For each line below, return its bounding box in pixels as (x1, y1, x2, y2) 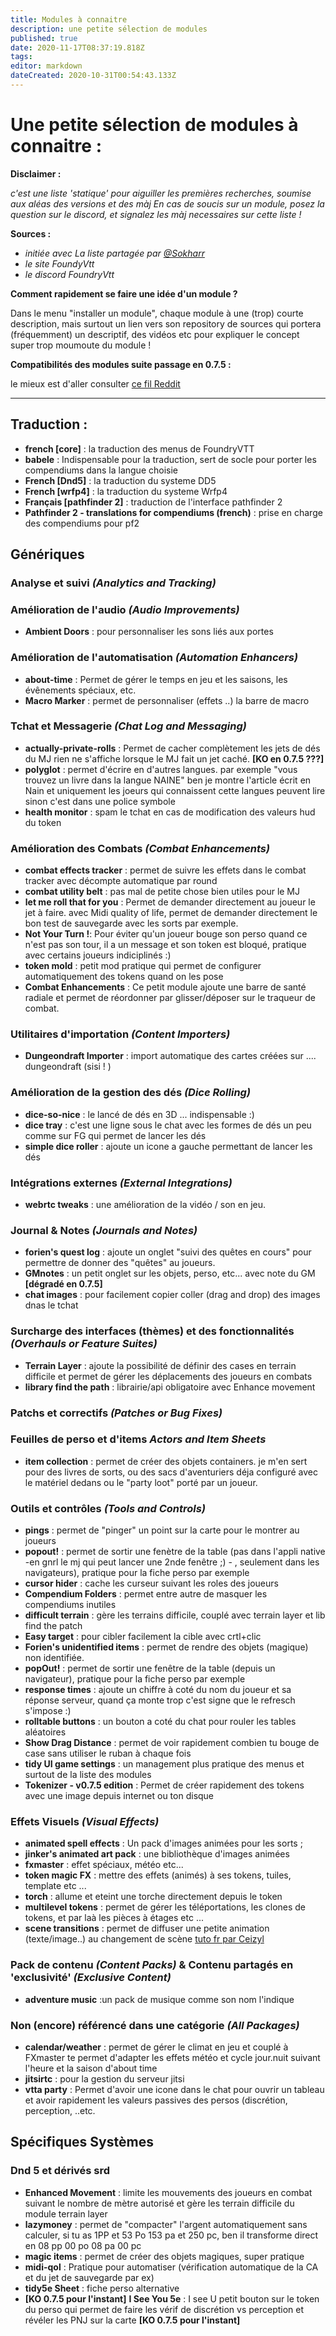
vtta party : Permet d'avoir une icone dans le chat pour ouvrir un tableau (24, 2084, 325, 2096)
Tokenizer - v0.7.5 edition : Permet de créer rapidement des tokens (24, 1779, 305, 1791)
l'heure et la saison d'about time (24, 2062, 158, 2075)
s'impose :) (24, 1705, 72, 1717)
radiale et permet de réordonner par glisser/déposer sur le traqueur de (24, 992, 316, 1004)
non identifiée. (24, 1652, 85, 1664)
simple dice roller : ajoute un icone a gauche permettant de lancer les (24, 1140, 313, 1152)
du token (24, 816, 62, 828)
